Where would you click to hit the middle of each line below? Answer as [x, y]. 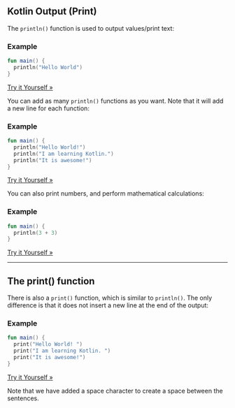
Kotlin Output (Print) [52, 12]
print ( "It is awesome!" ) [50, 358]
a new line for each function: [48, 108]
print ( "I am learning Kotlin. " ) [62, 351]
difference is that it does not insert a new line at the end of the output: [108, 305]
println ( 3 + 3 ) [36, 233]
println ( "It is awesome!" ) [53, 160]
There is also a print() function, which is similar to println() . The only [110, 298]
